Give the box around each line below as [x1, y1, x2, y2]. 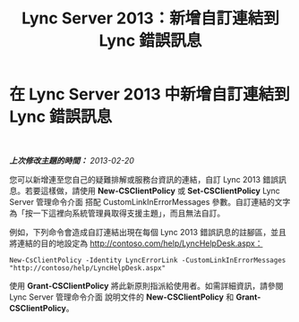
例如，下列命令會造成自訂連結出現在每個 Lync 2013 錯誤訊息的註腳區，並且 [9, 226, 286, 237]
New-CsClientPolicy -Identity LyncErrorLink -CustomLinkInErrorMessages [9, 256, 286, 265]
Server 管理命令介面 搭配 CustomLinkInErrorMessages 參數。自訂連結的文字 [9, 196, 291, 207]
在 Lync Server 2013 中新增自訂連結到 [9, 84, 291, 105]
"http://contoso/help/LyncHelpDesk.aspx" [9, 263, 167, 273]
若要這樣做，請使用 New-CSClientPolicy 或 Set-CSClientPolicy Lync [24, 185, 280, 196]
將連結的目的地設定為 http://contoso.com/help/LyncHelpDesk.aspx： [9, 238, 263, 249]
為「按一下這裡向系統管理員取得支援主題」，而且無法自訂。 [9, 208, 226, 218]
